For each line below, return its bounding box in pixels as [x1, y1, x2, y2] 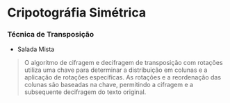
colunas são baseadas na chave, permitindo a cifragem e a [24, 81, 193, 89]
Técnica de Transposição [7, 30, 95, 39]
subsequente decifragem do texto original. [24, 88, 147, 96]
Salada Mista [17, 45, 55, 53]
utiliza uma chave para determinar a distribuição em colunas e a [24, 66, 208, 74]
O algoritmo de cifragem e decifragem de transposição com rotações [24, 59, 224, 67]
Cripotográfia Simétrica [7, 5, 147, 21]
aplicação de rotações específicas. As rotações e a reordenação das [24, 73, 221, 82]
